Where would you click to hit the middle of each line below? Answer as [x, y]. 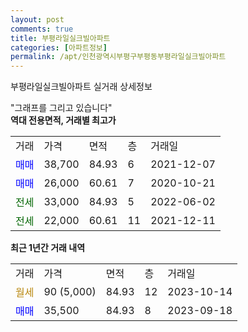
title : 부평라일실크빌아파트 [60, 38]
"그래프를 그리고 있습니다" [61, 108]
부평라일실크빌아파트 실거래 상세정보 [81, 87]
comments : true [42, 29]
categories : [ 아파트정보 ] [59, 47]
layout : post [37, 19]
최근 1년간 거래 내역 [48, 248]
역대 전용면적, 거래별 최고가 [63, 120]
